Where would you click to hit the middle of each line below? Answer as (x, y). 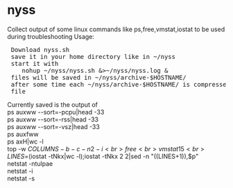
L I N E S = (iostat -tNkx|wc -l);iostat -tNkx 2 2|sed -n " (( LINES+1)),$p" (103, 156)
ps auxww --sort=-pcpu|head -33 (56, 112)
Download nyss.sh (40, 50)
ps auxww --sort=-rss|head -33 (53, 119)
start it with (35, 63)
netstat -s (21, 178)
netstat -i (20, 171)
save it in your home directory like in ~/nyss (93, 57)
